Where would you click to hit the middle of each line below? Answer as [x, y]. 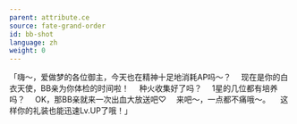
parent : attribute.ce [50, 17]
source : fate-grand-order [57, 26]
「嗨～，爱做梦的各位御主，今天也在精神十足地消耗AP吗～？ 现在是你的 [145, 78]
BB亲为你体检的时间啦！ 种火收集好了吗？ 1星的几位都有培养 [159, 88]
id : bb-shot [31, 34]
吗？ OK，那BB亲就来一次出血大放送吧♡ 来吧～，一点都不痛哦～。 [140, 100]
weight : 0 [28, 51]
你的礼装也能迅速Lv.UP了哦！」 [74, 111]
